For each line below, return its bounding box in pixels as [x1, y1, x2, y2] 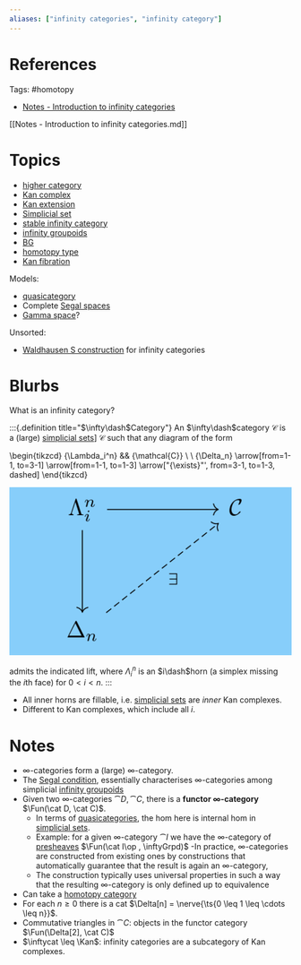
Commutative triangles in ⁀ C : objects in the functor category [21, 918, 248, 928]
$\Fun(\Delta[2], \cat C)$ [21, 927, 115, 938]
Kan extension [21, 198, 76, 210]
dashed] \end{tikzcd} [9, 470, 88, 480]
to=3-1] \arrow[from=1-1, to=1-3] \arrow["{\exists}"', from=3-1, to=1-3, [16, 460, 276, 470]
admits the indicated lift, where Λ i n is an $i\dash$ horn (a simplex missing [9, 664, 279, 678]
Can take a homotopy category [21, 889, 137, 900]
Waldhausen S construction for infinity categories [21, 344, 206, 355]
